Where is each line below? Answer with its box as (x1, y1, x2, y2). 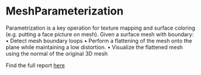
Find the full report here (5, 62, 65, 69)
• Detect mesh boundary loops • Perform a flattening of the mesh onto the (5, 37, 192, 44)
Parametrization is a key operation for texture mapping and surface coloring (5, 24, 196, 31)
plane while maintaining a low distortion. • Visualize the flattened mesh (5, 44, 183, 51)
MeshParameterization (5, 4, 124, 18)
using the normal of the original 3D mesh (5, 50, 108, 57)
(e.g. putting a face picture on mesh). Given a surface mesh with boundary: (5, 30, 194, 37)
